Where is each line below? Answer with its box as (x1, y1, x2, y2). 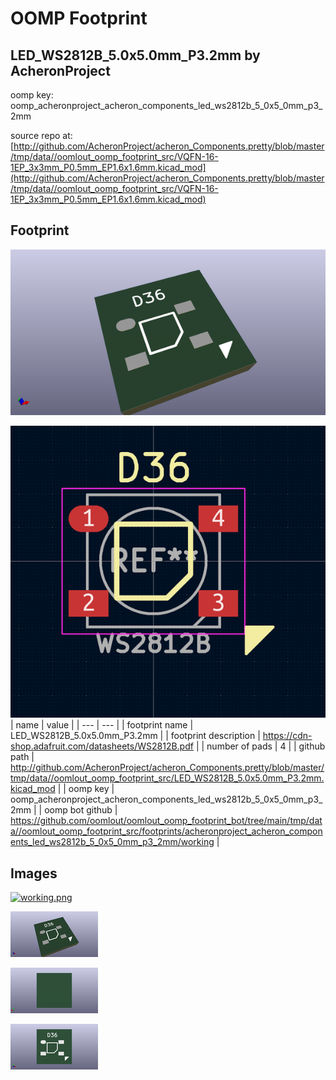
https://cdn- (262, 730, 313, 742)
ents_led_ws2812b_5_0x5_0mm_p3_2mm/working (10, 836, 215, 848)
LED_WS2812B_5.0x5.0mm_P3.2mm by (10, 47, 261, 64)
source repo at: (10, 130, 73, 141)
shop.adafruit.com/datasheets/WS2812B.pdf (10, 740, 194, 752)
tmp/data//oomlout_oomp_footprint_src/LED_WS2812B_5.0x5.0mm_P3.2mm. (10, 772, 325, 784)
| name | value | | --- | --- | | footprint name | (10, 719, 194, 731)
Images (10, 865, 58, 882)
